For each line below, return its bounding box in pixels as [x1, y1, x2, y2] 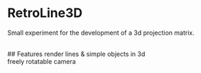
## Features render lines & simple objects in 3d [7, 50, 146, 58]
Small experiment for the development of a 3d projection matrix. [7, 28, 195, 37]
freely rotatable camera [7, 57, 76, 65]
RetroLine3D [7, 5, 83, 21]
